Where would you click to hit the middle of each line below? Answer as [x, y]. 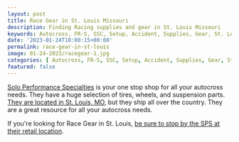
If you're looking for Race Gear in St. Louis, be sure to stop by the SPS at [114, 123]
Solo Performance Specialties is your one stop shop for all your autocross [115, 87]
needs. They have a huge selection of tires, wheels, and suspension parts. [116, 94]
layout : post [27, 14]
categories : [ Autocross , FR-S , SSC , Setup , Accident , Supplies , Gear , [116, 60]
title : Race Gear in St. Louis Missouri [68, 21]
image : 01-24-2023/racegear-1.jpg [59, 54]
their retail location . [36, 131]
